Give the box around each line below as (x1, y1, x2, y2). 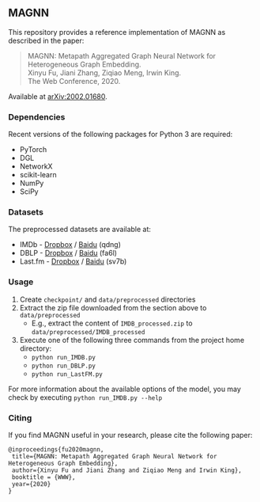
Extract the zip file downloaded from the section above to (19, 302, 207, 312)
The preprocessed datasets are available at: (8, 225, 152, 234)
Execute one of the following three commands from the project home (19, 335, 245, 344)
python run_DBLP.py (31, 362, 96, 370)
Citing (8, 412, 32, 423)
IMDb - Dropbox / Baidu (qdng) (19, 240, 121, 249)
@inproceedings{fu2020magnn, (8, 446, 104, 454)
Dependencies (8, 111, 66, 122)
